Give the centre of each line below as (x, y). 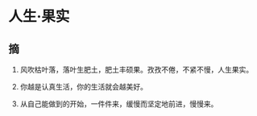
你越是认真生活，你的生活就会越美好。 (83, 87)
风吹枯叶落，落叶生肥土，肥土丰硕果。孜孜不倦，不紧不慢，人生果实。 (137, 70)
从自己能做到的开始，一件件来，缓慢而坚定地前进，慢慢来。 (119, 104)
